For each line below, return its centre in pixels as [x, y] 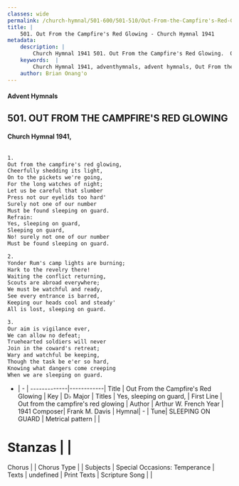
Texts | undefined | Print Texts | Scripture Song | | [80, 475]
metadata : [22, 40]
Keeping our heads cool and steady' [62, 303]
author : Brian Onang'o [54, 73]
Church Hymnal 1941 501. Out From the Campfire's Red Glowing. [128, 54]
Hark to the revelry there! [49, 270]
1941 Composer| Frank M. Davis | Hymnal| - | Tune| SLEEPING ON [114, 411]
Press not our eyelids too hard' [57, 197]
